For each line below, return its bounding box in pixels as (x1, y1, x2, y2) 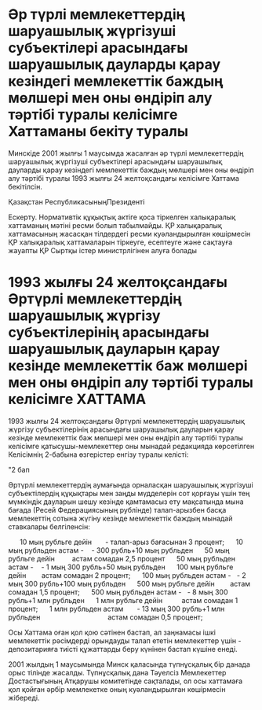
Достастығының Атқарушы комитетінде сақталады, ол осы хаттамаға (8, 676, 243, 686)
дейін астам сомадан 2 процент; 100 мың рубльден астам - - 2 (8, 570, 247, 579)
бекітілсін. (8, 182, 43, 191)
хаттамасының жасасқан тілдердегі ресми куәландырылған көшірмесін (8, 229, 251, 238)
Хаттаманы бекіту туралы (8, 123, 189, 141)
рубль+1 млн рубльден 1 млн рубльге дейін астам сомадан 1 (8, 595, 238, 605)
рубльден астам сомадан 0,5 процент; (8, 612, 203, 622)
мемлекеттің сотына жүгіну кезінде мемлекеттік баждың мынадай (8, 513, 233, 523)
